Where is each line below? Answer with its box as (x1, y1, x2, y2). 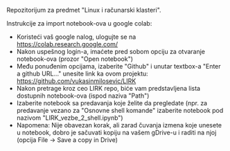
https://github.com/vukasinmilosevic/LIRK (16, 77, 136, 85)
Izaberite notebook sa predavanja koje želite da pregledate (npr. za (16, 99, 208, 107)
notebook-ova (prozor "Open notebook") (16, 55, 133, 63)
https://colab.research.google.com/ (16, 40, 118, 48)
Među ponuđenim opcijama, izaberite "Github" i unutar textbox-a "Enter (16, 62, 221, 70)
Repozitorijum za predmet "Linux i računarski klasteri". (6, 6, 161, 14)
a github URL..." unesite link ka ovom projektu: (16, 69, 148, 78)
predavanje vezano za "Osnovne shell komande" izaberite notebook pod (16, 107, 224, 114)
